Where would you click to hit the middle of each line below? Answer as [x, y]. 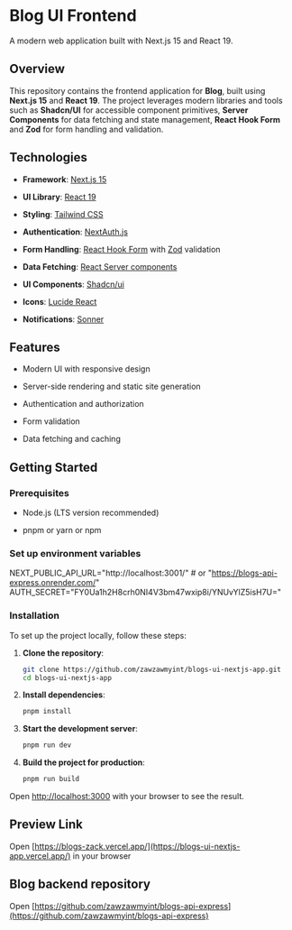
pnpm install [47, 712]
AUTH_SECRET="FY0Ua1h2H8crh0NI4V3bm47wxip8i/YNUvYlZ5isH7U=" [146, 593]
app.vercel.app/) [40, 856]
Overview [37, 69]
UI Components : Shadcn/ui [73, 284]
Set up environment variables [75, 553]
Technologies [49, 157]
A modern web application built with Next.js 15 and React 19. [121, 41]
